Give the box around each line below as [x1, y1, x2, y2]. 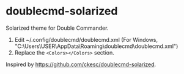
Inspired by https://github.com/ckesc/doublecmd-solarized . [6, 61, 156, 68]
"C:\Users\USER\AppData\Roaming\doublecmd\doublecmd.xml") [14, 42, 178, 50]
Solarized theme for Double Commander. [6, 24, 109, 32]
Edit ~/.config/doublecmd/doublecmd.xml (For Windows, [14, 36, 158, 43]
